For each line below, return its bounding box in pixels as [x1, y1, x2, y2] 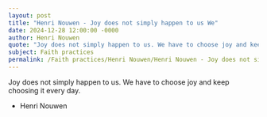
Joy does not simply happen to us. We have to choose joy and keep [8, 77, 230, 87]
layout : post [8, 11, 52, 20]
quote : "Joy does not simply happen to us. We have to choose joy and [8, 41, 247, 49]
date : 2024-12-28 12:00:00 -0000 [8, 26, 119, 34]
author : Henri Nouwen [8, 33, 80, 42]
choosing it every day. [8, 85, 81, 95]
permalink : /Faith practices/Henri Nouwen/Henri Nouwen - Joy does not [8, 56, 250, 64]
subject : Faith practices [8, 48, 94, 56]
